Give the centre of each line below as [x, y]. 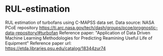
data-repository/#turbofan [32, 33]
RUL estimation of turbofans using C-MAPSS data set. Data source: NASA [80, 22]
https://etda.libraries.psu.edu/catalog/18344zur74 [55, 48]
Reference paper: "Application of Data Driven [105, 33]
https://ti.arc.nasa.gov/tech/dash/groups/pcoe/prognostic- [98, 27]
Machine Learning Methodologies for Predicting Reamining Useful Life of [79, 38]
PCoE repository [22, 27]
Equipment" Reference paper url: [39, 43]
